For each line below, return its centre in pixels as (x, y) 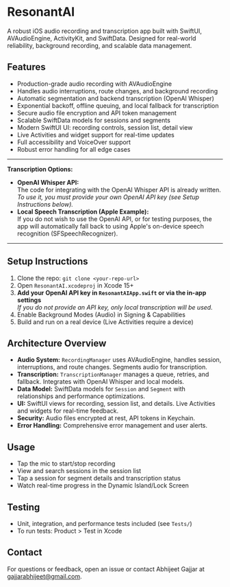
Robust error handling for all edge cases (74, 149)
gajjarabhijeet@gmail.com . (44, 576)
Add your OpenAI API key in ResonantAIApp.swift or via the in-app (112, 292)
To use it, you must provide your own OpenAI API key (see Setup (108, 197)
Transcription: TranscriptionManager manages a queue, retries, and (113, 374)
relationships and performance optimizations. (81, 396)
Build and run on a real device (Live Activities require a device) (105, 322)
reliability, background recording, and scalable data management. (100, 45)
